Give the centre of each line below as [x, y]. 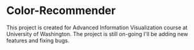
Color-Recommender [61, 11]
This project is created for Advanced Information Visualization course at [97, 27]
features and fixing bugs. [38, 40]
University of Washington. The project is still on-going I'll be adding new [97, 34]
